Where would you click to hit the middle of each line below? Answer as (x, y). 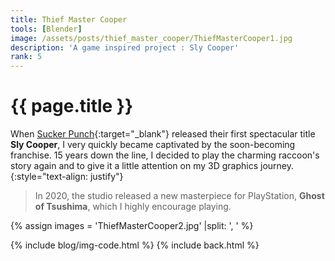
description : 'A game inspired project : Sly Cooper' (125, 47)
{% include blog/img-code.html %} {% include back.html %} (135, 245)
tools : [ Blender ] (46, 29)
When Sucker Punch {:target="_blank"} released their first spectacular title (163, 134)
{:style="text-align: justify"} (67, 177)
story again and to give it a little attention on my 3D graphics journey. (152, 166)
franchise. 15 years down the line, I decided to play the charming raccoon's (165, 155)
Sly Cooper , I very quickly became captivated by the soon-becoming (153, 145)
